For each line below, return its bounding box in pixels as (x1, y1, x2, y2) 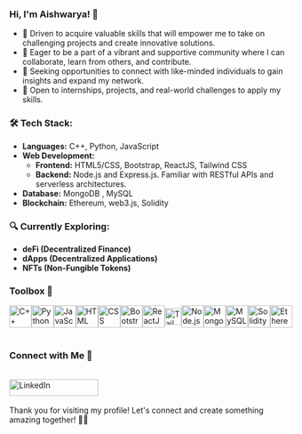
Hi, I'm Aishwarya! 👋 (9, 8, 99, 20)
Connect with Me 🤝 (9, 350, 93, 362)
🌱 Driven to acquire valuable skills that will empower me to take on (21, 28, 265, 39)
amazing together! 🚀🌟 (9, 414, 89, 425)
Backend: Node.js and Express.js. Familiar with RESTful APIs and (35, 169, 274, 180)
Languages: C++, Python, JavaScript (21, 141, 160, 151)
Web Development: (21, 150, 95, 161)
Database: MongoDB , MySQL (21, 188, 133, 198)
